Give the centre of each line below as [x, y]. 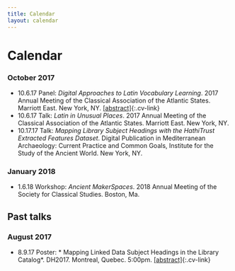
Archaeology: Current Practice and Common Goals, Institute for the [115, 145]
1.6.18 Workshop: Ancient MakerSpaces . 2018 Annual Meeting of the [117, 187]
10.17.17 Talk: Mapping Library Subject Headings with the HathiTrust [116, 130]
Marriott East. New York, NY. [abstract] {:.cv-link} [89, 108]
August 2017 [29, 236]
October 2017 [31, 77]
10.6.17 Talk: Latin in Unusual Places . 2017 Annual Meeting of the [112, 115]
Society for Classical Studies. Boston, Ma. [79, 195]
